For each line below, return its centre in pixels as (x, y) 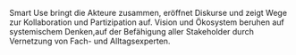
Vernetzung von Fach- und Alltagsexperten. (90, 41)
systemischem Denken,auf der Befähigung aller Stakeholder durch (132, 31)
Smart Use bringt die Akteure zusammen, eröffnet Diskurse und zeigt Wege (148, 13)
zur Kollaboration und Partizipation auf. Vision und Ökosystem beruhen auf (147, 22)
